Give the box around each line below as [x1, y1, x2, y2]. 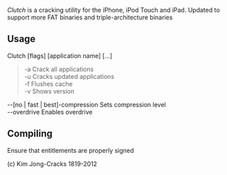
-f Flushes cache [24, 80, 73, 88]
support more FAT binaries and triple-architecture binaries [7, 13, 173, 21]
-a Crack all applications [24, 65, 94, 73]
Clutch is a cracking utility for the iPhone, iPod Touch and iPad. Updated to [7, 6, 220, 14]
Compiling [7, 128, 53, 140]
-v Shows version [24, 86, 75, 95]
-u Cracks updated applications [24, 72, 115, 80]
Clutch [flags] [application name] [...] [7, 51, 113, 59]
